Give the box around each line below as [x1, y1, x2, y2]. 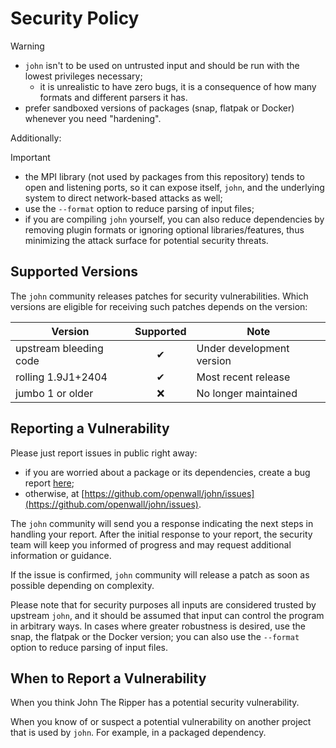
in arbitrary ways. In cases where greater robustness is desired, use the [10, 620, 306, 632]
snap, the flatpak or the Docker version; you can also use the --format [10, 630, 300, 642]
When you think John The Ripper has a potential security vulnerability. [10, 697, 300, 709]
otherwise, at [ [24, 487, 85, 499]
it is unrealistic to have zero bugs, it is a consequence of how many [39, 80, 317, 92]
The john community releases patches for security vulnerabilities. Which [10, 290, 309, 302]
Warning [10, 40, 45, 52]
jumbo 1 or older [15, 386, 94, 400]
